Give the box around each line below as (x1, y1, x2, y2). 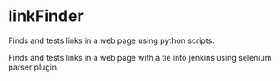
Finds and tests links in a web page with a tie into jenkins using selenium (8, 52, 272, 63)
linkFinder (8, 6, 85, 26)
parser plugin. (8, 62, 59, 72)
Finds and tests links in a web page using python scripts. (8, 35, 216, 46)
